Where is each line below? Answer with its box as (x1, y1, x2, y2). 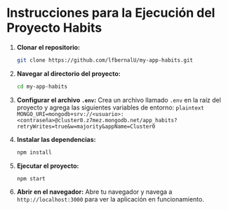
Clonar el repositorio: (16, 43, 80, 51)
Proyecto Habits (6, 20, 102, 36)
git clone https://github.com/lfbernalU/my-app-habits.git (16, 56, 194, 64)
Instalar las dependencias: (16, 135, 96, 143)
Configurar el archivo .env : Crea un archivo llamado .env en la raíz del (16, 96, 222, 104)
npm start (16, 175, 46, 182)
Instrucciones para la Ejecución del (6, 5, 215, 21)
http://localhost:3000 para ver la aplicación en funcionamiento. (16, 195, 205, 204)
